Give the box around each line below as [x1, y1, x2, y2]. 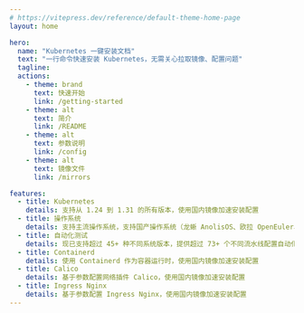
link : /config [33, 147, 88, 156]
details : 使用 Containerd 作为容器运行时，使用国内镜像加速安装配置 [25, 256, 260, 265]
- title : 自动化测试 [17, 231, 89, 240]
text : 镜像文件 [33, 164, 86, 173]
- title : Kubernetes [17, 197, 95, 206]
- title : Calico [17, 264, 79, 274]
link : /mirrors [33, 173, 91, 182]
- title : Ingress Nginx [17, 281, 107, 290]
